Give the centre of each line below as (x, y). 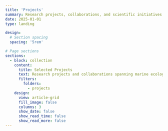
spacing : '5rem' (26, 42)
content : (23, 65)
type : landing (20, 24)
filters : (27, 79)
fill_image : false (37, 102)
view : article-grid (38, 97)
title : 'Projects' (24, 10)
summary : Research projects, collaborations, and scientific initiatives (84, 14)
